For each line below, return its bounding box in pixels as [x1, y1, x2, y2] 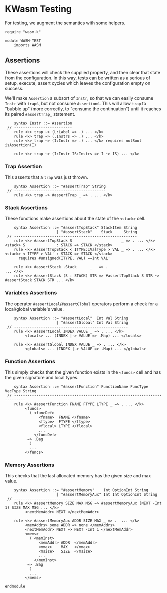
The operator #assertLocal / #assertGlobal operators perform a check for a [5, 301, 158, 307]
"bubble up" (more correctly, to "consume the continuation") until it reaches [5, 106, 161, 112]
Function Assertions [5, 358, 56, 365]
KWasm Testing [5, 3, 72, 15]
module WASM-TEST [5, 38, 41, 43]
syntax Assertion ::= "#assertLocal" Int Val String [14, 316, 128, 321]
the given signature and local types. [5, 374, 79, 380]
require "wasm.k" [5, 29, 41, 34]
